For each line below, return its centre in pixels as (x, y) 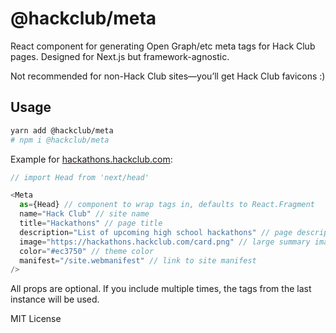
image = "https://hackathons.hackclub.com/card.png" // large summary (165, 242)
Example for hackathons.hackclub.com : (91, 159)
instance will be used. (55, 299)
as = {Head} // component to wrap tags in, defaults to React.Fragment (167, 205)
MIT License (36, 319)
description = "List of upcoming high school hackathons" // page (156, 232)
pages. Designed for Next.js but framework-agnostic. (120, 56)
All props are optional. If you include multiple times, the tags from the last (161, 289)
